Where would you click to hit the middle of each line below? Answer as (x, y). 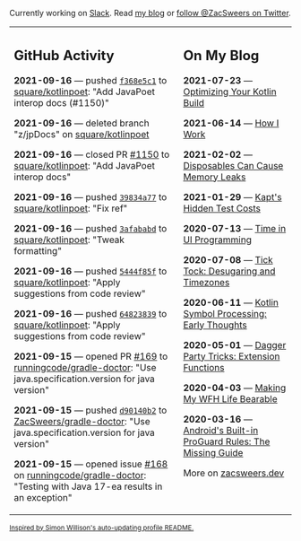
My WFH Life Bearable (230, 398)
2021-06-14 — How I (231, 123)
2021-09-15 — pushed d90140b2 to (90, 410)
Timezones (206, 282)
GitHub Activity (64, 55)
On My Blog (221, 55)
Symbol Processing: (225, 313)
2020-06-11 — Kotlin (231, 302)
